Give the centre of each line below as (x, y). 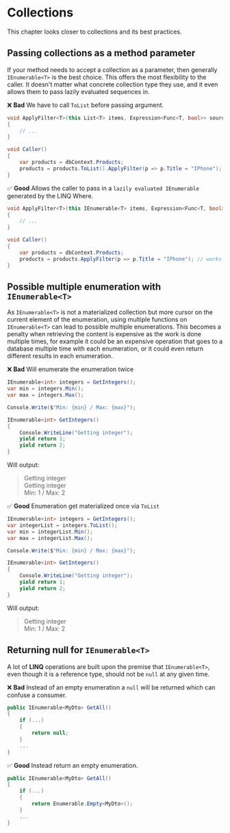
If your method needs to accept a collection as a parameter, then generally (112, 69)
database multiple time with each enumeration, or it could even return (105, 349)
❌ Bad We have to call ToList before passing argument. (86, 105)
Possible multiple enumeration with (84, 286)
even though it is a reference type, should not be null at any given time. (108, 674)
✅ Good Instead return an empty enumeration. (73, 765)
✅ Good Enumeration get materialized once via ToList (83, 506)
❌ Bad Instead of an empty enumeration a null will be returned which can (111, 687)
